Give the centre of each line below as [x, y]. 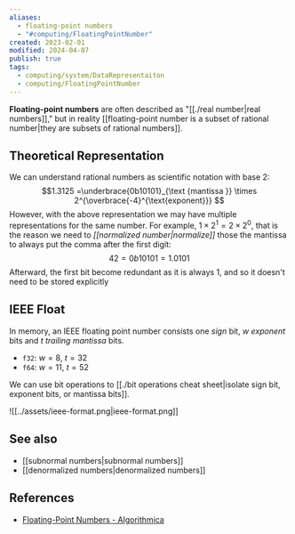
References [42, 498]
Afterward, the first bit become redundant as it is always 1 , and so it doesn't [147, 272]
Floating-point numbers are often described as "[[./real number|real [135, 109]
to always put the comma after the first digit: [90, 245]
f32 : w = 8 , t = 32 [55, 358]
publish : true [36, 59]
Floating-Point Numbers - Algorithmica [93, 519]
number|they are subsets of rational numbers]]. [96, 128]
